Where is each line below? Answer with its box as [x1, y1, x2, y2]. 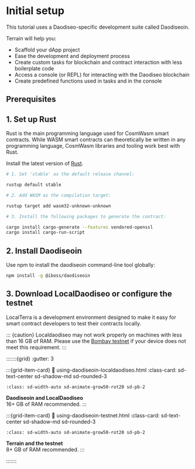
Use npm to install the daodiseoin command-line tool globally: [6, 261, 155, 269]
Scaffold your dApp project [14, 46, 80, 53]
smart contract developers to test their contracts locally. [6, 320, 142, 327]
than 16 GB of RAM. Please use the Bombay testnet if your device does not [6, 337, 186, 344]
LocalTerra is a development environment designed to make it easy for [6, 314, 177, 321]
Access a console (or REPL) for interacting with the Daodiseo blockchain [14, 71, 190, 78]
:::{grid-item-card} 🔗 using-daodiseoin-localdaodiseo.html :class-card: [6, 366, 177, 373]
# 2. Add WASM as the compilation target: [6, 192, 111, 198]
